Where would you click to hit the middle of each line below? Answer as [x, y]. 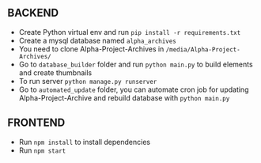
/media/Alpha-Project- [203, 49]
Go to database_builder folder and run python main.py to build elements [136, 64]
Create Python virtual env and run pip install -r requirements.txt [130, 32]
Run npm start [42, 150]
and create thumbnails [55, 72]
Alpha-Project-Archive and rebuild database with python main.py [124, 97]
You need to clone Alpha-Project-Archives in [91, 49]
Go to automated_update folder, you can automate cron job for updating [134, 89]
